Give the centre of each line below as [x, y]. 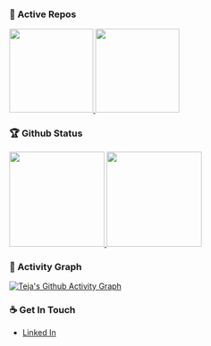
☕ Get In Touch [42, 309]
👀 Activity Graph [46, 266]
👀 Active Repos [43, 14]
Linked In [39, 333]
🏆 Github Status [46, 133]
